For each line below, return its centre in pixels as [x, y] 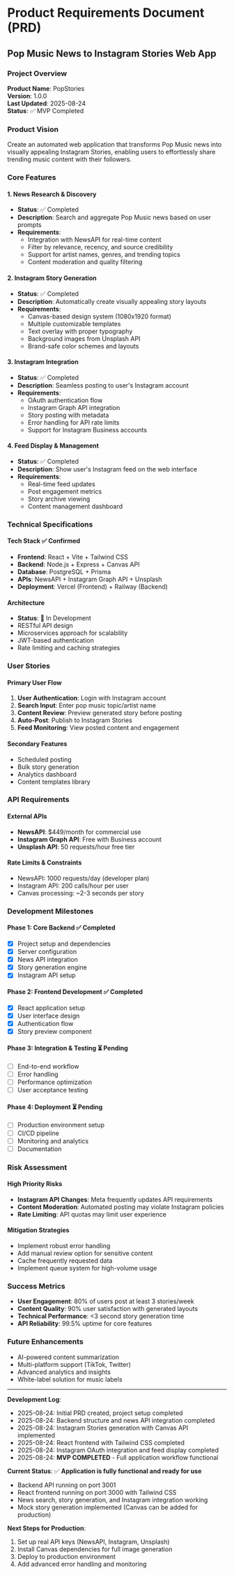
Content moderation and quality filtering [85, 262]
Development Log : [34, 1399]
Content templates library [54, 782]
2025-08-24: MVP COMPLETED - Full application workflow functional [118, 1457]
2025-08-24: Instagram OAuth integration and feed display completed [118, 1450]
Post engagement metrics [65, 491]
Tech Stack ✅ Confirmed [44, 541]
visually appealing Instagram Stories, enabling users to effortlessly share [111, 152]
